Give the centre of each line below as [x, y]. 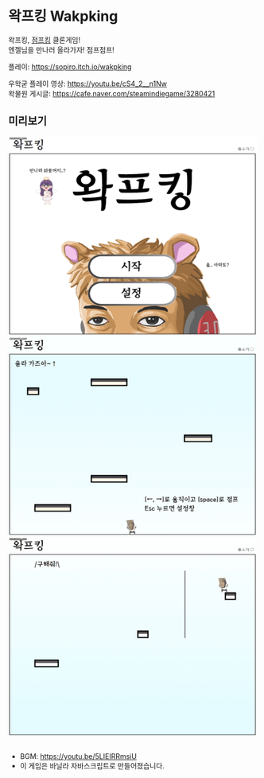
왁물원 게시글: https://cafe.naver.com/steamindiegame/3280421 [112, 93]
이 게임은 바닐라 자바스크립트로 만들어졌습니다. [92, 766]
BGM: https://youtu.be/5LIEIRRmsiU [78, 757]
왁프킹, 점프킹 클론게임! [45, 40]
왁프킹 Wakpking [63, 16]
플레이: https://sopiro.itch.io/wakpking [70, 66]
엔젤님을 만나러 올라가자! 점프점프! [62, 49]
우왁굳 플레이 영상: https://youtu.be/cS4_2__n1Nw [87, 84]
